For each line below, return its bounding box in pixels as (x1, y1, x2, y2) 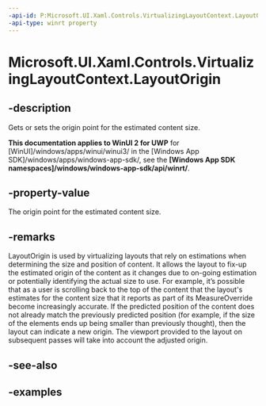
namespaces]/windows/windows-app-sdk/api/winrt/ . (8, 163, 190, 173)
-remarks (8, 230, 55, 243)
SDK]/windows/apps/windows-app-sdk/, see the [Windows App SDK (8, 155, 236, 164)
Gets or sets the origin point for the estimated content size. (8, 122, 200, 132)
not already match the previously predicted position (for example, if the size (8, 310, 256, 320)
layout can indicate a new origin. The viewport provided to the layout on (8, 327, 243, 337)
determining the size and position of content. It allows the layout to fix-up (8, 259, 247, 270)
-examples (8, 385, 63, 399)
